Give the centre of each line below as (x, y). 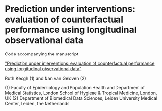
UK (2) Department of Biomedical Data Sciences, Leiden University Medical (81, 98)
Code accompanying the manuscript (42, 54)
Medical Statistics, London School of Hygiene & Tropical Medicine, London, (81, 93)
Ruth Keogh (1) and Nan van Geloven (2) (46, 78)
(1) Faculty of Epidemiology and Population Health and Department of (75, 87)
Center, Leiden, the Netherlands (37, 103)
